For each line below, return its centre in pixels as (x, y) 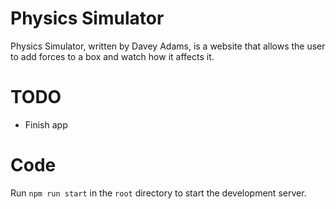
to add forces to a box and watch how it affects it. (112, 56)
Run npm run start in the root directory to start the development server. (158, 193)
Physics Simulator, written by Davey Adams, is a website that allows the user (168, 46)
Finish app (46, 124)
